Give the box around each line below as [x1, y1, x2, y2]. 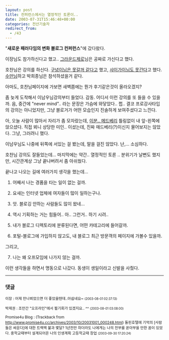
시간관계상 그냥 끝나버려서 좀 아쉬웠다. [12, 158, 87, 164]
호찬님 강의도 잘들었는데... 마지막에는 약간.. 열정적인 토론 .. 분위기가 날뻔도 [5, 152, 151, 158]
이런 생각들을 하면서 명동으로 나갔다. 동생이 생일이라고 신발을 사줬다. [5, 265, 139, 271]
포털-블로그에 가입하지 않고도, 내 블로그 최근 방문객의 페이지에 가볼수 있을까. [12, 233, 162, 239]
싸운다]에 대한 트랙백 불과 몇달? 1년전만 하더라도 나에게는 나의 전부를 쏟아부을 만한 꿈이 [13, 325, 155, 330]
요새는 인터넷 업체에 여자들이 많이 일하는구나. [12, 190, 102, 196]
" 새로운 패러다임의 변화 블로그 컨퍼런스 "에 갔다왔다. [5, 45, 106, 51]
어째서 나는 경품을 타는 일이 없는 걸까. [12, 179, 87, 185]
